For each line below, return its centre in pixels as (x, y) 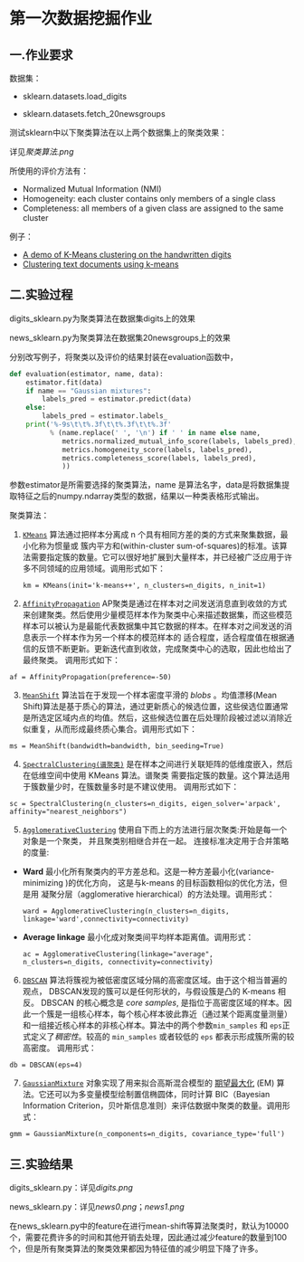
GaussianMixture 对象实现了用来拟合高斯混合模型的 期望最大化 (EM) (148, 1083)
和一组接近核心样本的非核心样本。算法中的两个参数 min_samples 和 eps (152, 1025)
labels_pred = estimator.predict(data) (117, 399)
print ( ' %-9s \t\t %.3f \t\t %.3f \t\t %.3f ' (99, 425)
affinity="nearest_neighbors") (68, 812)
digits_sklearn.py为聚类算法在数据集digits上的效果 (103, 318)
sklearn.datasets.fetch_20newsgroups (94, 114)
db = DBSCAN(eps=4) (46, 1065)
